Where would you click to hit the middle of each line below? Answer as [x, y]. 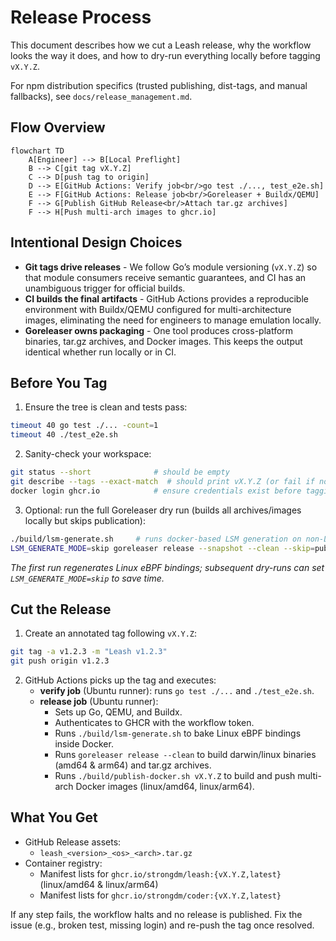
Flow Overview [58, 127]
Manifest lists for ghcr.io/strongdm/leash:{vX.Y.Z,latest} [160, 873]
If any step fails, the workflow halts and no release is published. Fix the [156, 914]
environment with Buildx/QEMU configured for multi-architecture [158, 309]
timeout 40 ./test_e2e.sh [64, 435]
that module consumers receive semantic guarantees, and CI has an [165, 277]
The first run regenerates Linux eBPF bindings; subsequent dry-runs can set [167, 567]
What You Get [54, 817]
